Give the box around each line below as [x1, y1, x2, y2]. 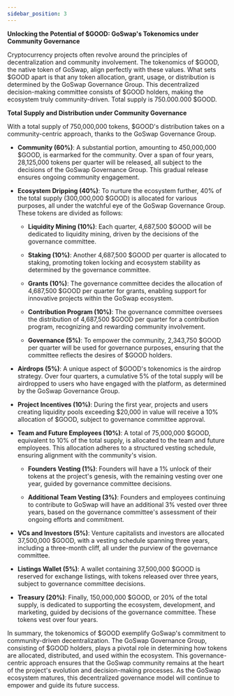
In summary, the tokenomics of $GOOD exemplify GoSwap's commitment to [7, 629, 226, 637]
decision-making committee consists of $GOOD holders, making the [7, 87, 204, 96]
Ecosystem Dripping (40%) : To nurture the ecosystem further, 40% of [17, 186, 222, 194]
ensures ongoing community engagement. [17, 173, 140, 181]
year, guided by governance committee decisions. [27, 479, 173, 488]
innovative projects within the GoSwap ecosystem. [27, 294, 174, 302]
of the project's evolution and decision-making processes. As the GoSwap [7, 666, 221, 674]
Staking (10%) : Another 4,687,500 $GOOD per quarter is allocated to [27, 250, 227, 259]
